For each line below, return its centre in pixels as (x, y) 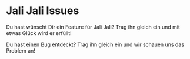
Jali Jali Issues (43, 11)
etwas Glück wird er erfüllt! (39, 33)
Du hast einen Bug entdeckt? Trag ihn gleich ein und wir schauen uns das (95, 44)
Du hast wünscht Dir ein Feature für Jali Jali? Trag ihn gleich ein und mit (93, 27)
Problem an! (21, 50)
